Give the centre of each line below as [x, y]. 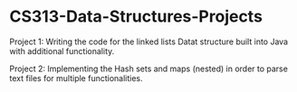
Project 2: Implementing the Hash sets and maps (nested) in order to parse [148, 69]
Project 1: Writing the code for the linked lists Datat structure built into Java [148, 41]
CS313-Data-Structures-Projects [136, 17]
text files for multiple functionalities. [76, 78]
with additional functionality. [62, 51]
